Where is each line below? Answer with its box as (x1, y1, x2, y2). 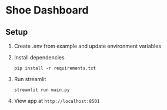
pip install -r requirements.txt (14, 65, 96, 71)
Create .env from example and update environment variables (14, 42, 162, 49)
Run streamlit (14, 76, 46, 82)
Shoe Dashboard (5, 4, 89, 17)
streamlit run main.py (14, 87, 70, 93)
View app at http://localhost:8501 (14, 98, 100, 104)
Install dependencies (14, 54, 65, 61)
